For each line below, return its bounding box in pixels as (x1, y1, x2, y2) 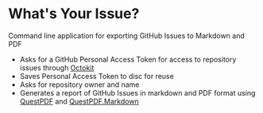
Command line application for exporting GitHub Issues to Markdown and (8, 31, 245, 40)
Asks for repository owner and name (19, 80, 140, 89)
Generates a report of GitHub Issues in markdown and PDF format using (19, 88, 256, 97)
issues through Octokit (19, 62, 95, 72)
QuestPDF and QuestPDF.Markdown (19, 96, 139, 106)
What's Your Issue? (8, 5, 140, 23)
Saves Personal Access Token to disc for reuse (19, 71, 175, 81)
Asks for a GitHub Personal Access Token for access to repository (19, 55, 237, 64)
